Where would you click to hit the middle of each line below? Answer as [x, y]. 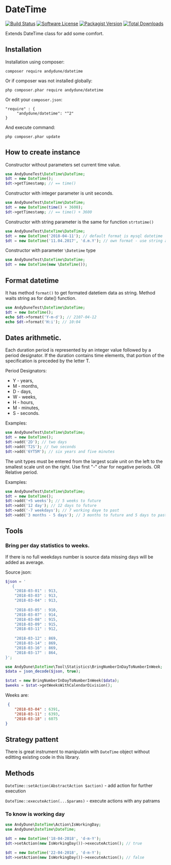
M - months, [25, 386]
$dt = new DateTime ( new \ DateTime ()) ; [46, 265]
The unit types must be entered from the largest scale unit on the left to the [84, 461]
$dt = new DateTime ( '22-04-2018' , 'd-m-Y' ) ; [53, 852]
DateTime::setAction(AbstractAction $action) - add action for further [79, 786]
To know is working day [35, 814]
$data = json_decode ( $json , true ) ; [43, 671]
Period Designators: [26, 371]
